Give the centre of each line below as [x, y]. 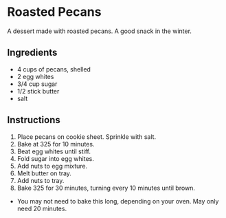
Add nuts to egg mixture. [52, 166]
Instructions [34, 120]
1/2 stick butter [38, 91]
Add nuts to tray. [41, 180]
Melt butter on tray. [44, 173]
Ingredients [32, 53]
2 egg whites [35, 76]
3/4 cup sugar [37, 84]
